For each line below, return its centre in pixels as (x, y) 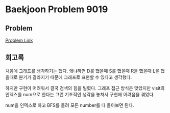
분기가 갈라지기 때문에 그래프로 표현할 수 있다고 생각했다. (75, 77)
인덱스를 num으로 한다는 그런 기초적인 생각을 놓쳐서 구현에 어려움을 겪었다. (80, 94)
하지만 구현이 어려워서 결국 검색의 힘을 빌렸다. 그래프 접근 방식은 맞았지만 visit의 (85, 88)
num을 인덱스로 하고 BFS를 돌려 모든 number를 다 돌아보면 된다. (70, 105)
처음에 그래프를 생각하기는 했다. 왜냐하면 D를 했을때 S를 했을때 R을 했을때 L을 (82, 71)
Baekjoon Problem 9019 (57, 9)
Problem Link (19, 40)
